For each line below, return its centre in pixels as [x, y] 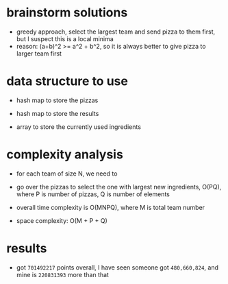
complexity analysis [65, 155]
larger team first [39, 54]
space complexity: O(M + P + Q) [62, 220]
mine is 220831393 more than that [62, 274]
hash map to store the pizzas [57, 100]
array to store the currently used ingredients [79, 127]
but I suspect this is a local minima [65, 38]
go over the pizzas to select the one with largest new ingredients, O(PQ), [119, 187]
